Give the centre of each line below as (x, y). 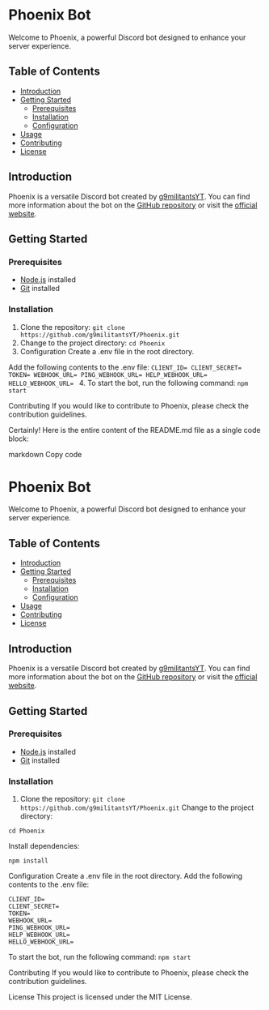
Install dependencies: (44, 846)
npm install (28, 861)
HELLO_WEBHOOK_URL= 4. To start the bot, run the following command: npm (128, 383)
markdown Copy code (45, 454)
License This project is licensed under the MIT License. (100, 997)
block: (19, 439)
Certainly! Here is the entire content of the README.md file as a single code (134, 430)
